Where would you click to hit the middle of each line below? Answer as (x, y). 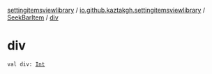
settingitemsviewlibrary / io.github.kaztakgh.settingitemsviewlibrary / (106, 10)
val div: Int (26, 64)
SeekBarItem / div (33, 17)
